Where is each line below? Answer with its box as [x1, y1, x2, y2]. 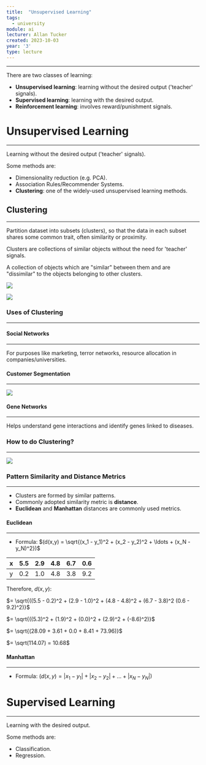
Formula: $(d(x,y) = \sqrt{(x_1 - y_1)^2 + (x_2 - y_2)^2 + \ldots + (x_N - [15, 538, 191, 546]
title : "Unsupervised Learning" [6, 9, 92, 15]
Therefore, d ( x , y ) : [6, 586, 52, 593]
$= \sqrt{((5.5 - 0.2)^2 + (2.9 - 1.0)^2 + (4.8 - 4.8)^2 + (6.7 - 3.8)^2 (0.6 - [6, 597, 190, 605]
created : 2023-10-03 [6, 37, 59, 43]
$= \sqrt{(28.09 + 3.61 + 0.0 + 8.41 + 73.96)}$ [6, 627, 123, 635]
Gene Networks [6, 402, 47, 410]
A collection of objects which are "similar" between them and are [6, 263, 170, 271]
